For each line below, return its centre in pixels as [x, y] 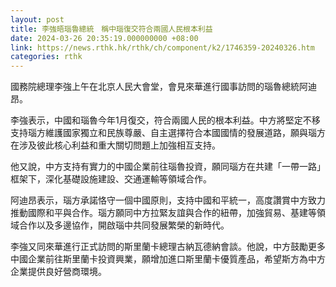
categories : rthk [46, 57]
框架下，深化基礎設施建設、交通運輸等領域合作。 [111, 179]
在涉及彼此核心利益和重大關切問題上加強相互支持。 [115, 145]
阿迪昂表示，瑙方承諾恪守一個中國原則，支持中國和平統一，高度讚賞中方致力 [168, 200]
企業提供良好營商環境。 [58, 272]
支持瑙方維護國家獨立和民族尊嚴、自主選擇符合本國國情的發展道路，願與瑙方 [168, 133]
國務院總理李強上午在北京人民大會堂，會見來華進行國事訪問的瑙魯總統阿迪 [163, 87]
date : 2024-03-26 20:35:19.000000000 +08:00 [104, 38]
